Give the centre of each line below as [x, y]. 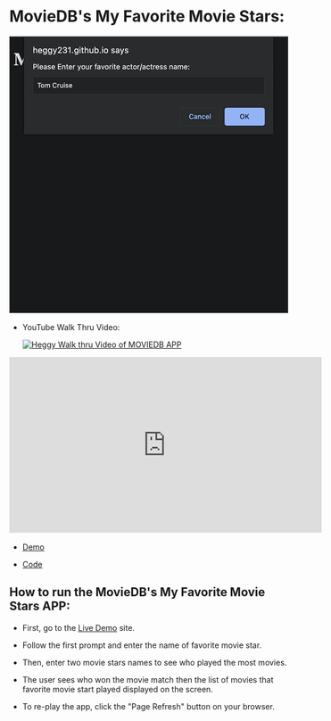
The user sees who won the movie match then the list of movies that [148, 679]
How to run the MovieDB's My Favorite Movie [137, 592]
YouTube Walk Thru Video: [71, 327]
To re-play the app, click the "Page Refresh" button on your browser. [148, 706]
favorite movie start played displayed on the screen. [118, 689]
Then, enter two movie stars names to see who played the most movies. [154, 662]
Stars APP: [40, 606]
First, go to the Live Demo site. [79, 627]
